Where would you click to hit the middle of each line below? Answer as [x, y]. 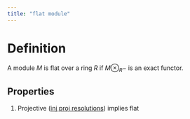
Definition [37, 48]
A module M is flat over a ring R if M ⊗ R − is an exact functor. [95, 69]
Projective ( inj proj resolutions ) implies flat [78, 108]
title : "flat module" [39, 14]
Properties [31, 91]
